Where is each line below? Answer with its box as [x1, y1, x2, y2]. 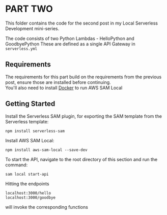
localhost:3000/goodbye [5, 195, 56, 200]
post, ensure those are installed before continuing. [5, 79, 111, 85]
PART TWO [5, 3, 53, 15]
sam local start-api [5, 171, 49, 177]
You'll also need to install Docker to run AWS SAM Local [5, 84, 123, 91]
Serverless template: [5, 118, 49, 124]
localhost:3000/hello [5, 190, 51, 196]
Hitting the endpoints [5, 180, 49, 187]
